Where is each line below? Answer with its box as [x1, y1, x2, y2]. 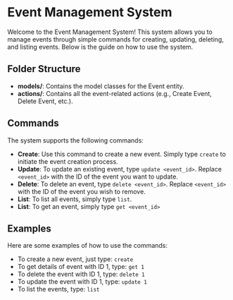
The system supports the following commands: [7, 136, 144, 145]
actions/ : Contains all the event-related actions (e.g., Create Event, [17, 89, 213, 97]
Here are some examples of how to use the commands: [7, 241, 168, 250]
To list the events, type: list [17, 285, 100, 294]
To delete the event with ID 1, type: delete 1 [17, 270, 146, 279]
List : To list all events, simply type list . [17, 195, 132, 203]
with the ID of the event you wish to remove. [17, 187, 146, 196]
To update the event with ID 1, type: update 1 [17, 277, 148, 286]
